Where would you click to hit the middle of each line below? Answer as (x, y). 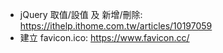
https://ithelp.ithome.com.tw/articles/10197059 (116, 26)
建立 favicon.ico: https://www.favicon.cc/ (104, 37)
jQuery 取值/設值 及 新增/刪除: (81, 14)
